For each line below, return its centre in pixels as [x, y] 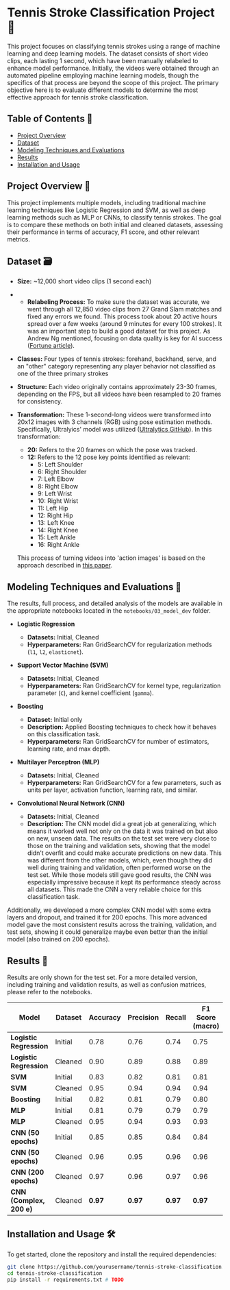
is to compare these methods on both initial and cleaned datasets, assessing [115, 224]
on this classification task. [64, 734]
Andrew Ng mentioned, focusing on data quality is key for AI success [125, 338]
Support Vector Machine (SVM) [63, 665]
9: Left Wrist [55, 494]
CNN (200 [27, 1172]
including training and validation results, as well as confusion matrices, [107, 985]
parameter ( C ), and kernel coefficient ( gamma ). [90, 693]
